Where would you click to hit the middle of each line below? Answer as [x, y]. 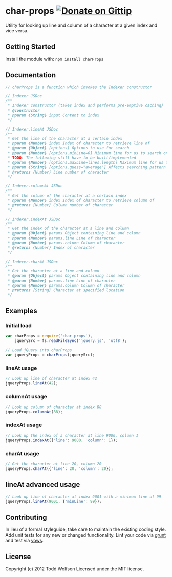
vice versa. [17, 30]
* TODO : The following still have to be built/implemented [72, 158]
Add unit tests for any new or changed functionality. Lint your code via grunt [86, 535]
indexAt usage [24, 425]
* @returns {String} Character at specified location [66, 290]
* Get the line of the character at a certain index [65, 139]
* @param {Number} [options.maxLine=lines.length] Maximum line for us [85, 162]
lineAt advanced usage [43, 485]
